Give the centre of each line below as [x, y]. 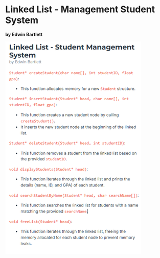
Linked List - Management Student [80, 9]
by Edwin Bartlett [24, 34]
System [22, 20]
